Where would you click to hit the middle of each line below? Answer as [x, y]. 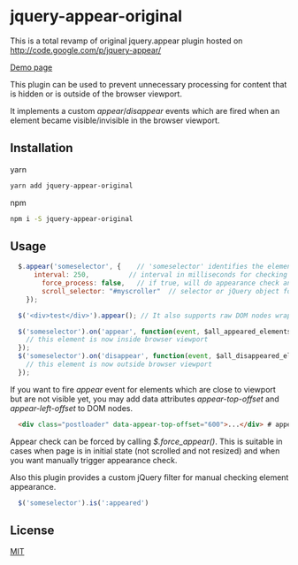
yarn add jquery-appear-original [72, 186]
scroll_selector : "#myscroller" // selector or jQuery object [160, 291]
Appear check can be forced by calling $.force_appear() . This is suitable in [146, 441]
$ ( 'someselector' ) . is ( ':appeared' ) [84, 503]
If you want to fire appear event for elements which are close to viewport [143, 389]
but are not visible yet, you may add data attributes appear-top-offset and [145, 399]
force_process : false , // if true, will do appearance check [160, 283]
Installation [42, 148]
